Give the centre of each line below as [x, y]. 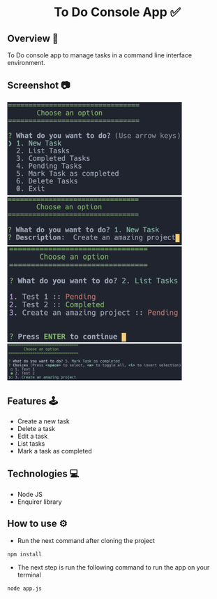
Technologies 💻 [43, 474]
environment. [26, 63]
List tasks [31, 443]
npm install [24, 554]
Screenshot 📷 [39, 86]
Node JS [30, 494]
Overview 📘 [33, 38]
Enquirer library [39, 502]
